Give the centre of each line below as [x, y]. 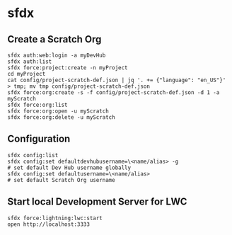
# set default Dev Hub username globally [69, 168]
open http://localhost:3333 [49, 224]
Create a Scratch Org [54, 39]
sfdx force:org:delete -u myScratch [61, 117]
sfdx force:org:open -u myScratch [58, 111]
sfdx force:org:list [38, 105]
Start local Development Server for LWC [97, 202]
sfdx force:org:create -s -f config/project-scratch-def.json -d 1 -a [114, 93]
